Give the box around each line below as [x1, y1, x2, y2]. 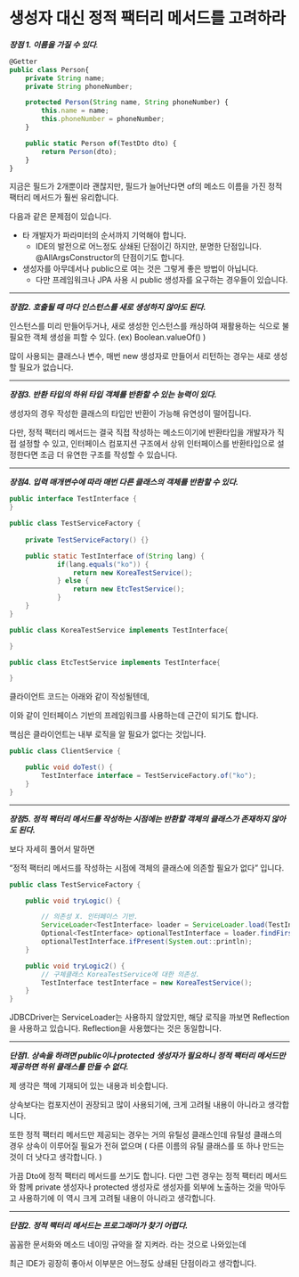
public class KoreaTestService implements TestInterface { [9, 626, 229, 634]
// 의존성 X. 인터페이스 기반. [41, 913, 139, 921]
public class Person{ [9, 65, 90, 74]
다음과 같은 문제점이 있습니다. [9, 211, 112, 222]
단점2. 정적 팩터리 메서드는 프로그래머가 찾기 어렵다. [9, 1220, 189, 1231]
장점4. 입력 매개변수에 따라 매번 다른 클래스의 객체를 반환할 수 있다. [9, 477, 238, 487]
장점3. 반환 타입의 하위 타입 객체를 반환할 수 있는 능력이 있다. [9, 389, 217, 400]
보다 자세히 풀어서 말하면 [9, 843, 95, 854]
